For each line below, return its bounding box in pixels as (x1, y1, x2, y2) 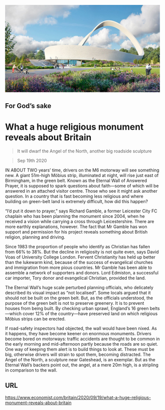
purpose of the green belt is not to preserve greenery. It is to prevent (5, 300, 144, 306)
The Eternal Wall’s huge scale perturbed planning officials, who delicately (5, 284, 154, 290)
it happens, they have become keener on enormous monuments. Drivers (5, 330, 152, 336)
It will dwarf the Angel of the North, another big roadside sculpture (17, 148, 152, 154)
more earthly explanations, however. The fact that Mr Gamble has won (5, 224, 147, 230)
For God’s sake (5, 101, 52, 110)
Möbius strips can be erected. (5, 316, 66, 322)
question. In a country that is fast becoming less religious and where (5, 193, 143, 199)
